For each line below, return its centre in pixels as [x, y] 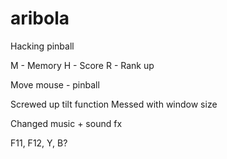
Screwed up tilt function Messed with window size [114, 104]
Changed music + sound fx [66, 123]
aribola [40, 18]
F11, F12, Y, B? [39, 143]
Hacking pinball [42, 46]
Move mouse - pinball [55, 84]
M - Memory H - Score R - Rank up [82, 65]
